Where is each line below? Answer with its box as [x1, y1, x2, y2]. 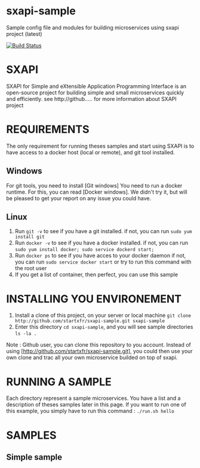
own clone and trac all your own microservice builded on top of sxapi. [6, 354, 178, 361]
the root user [14, 265, 47, 272]
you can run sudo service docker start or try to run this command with [14, 258, 192, 265]
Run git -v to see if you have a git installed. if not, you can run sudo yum [14, 228, 192, 235]
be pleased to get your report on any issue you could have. [6, 194, 151, 201]
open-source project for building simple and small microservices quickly [6, 88, 184, 96]
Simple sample [6, 452, 63, 462]
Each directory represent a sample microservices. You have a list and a [6, 394, 181, 402]
